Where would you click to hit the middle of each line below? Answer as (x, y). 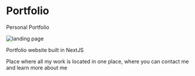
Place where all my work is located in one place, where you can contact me (97, 61)
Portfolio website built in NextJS (45, 50)
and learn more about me (37, 67)
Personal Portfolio (28, 27)
